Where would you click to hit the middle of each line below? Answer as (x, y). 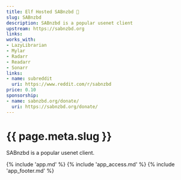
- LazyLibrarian (26, 46)
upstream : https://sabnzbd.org (45, 28)
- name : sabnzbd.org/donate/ (43, 101)
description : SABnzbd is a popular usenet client (70, 23)
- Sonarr (17, 67)
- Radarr (17, 56)
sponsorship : (23, 95)
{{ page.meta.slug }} (59, 136)
